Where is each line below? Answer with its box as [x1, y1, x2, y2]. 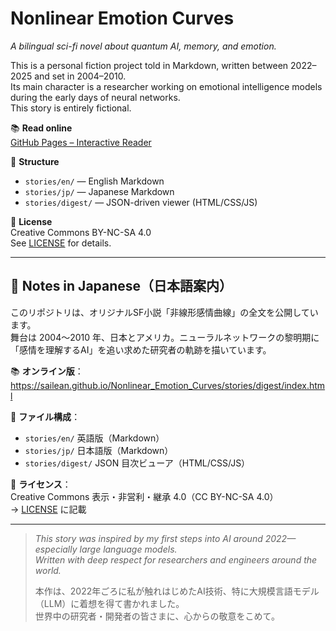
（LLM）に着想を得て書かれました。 [34, 597, 185, 609]
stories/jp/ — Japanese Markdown [24, 185, 175, 197]
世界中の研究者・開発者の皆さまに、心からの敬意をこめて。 [34, 610, 280, 622]
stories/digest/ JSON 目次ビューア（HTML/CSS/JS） [24, 457, 251, 469]
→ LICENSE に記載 [10, 503, 87, 515]
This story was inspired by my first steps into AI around [34, 532, 263, 544]
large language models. [79, 543, 178, 555]
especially [34, 543, 78, 555]
